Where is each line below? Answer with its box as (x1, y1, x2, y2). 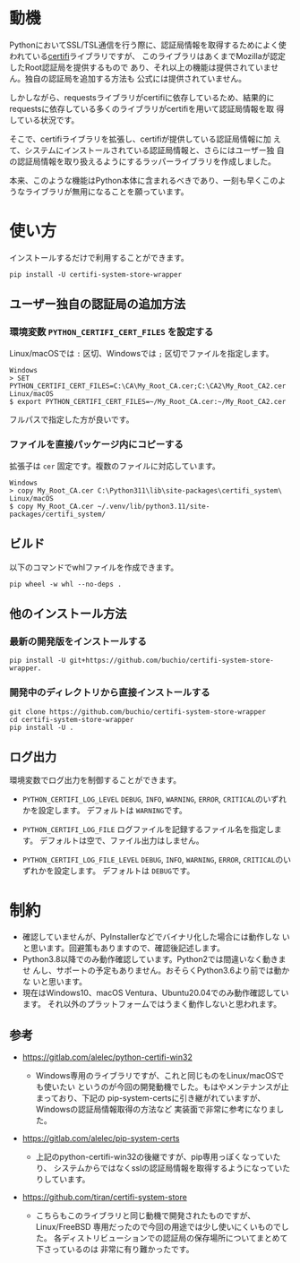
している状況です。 (9, 114, 80, 125)
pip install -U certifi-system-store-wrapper (9, 270, 182, 279)
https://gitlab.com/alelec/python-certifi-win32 (21, 1052, 193, 1062)
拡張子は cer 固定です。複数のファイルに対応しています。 (9, 460, 221, 471)
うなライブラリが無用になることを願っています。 (9, 185, 189, 197)
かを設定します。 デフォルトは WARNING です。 (21, 805, 188, 816)
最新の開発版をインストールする (9, 635, 148, 648)
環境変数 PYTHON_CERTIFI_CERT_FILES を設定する (9, 326, 214, 339)
